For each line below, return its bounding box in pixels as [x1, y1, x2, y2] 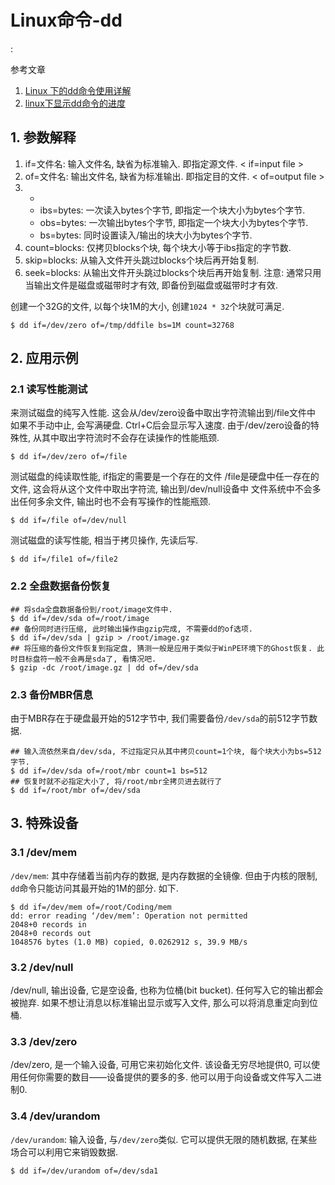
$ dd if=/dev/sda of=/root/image [10, 613, 150, 623]
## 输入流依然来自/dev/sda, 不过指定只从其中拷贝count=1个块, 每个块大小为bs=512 [10, 747, 322, 757]
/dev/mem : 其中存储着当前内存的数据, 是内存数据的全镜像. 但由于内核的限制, [10, 869, 318, 881]
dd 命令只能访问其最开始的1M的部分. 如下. [10, 882, 179, 894]
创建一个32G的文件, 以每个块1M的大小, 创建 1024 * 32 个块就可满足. [10, 300, 285, 312]
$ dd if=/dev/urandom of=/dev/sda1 [10, 1166, 159, 1176]
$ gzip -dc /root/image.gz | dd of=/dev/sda [10, 662, 199, 673]
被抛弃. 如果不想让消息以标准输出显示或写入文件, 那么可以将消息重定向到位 [10, 997, 318, 1009]
